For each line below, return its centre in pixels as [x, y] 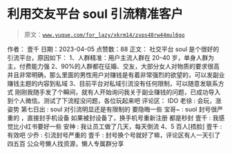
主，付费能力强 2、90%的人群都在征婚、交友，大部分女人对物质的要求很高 [113, 66]
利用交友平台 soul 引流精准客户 [95, 14]
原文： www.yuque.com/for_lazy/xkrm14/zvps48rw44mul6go [104, 34]
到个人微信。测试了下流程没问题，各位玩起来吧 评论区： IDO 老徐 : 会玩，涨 [115, 100]
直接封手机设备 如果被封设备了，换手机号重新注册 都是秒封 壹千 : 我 [123, 118]
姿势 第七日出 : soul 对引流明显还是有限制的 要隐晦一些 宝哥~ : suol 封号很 [112, 109]
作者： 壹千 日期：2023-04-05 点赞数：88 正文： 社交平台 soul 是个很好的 [113, 49]
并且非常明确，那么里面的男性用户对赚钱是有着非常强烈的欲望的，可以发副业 [116, 75]
